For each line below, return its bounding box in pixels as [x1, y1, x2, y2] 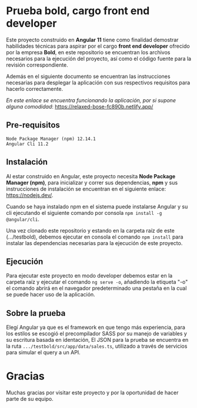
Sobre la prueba [6, 308, 66, 318]
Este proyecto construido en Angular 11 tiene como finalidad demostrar [6, 36, 179, 43]
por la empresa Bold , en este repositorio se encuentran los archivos [6, 48, 171, 56]
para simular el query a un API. [6, 349, 81, 356]
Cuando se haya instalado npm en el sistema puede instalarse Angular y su [6, 203, 188, 210]
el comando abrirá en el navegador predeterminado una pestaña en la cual [6, 285, 187, 292]
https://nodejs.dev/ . [6, 191, 54, 198]
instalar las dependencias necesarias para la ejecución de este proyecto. [6, 239, 183, 246]
